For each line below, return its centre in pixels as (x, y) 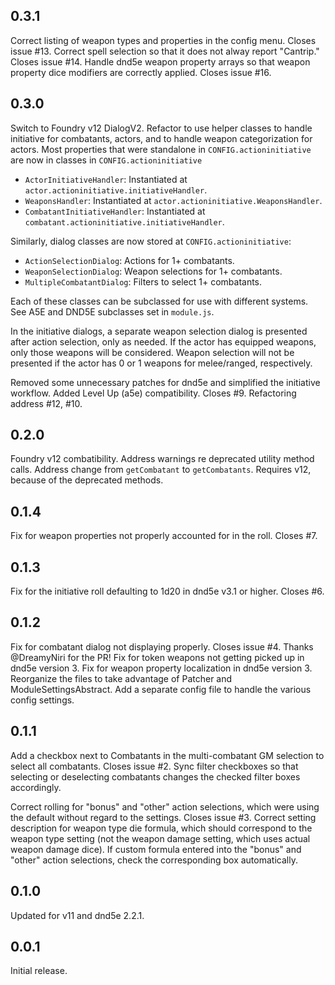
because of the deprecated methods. (87, 480)
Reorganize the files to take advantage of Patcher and (121, 678)
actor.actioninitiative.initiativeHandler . (116, 190)
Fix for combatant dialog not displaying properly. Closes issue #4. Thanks (162, 646)
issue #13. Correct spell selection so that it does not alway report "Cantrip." (165, 51)
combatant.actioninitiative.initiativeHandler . (124, 221)
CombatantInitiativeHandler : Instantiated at (115, 211)
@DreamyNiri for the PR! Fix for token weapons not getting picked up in (157, 657)
